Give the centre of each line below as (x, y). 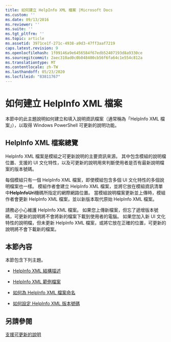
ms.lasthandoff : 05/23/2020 (35, 72)
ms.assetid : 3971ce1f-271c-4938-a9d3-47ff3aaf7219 (60, 44)
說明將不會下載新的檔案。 (32, 229)
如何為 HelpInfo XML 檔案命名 (44, 293)
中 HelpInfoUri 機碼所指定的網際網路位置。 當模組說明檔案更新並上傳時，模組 (86, 193)
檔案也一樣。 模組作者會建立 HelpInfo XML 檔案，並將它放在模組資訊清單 (86, 186)
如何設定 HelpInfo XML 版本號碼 (46, 304)
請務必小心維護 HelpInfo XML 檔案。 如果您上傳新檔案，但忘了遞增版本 (80, 210)
